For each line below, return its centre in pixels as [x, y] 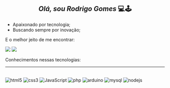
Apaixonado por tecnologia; [41, 25]
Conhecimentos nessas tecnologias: [43, 60]
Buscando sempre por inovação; [47, 30]
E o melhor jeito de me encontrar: [40, 40]
